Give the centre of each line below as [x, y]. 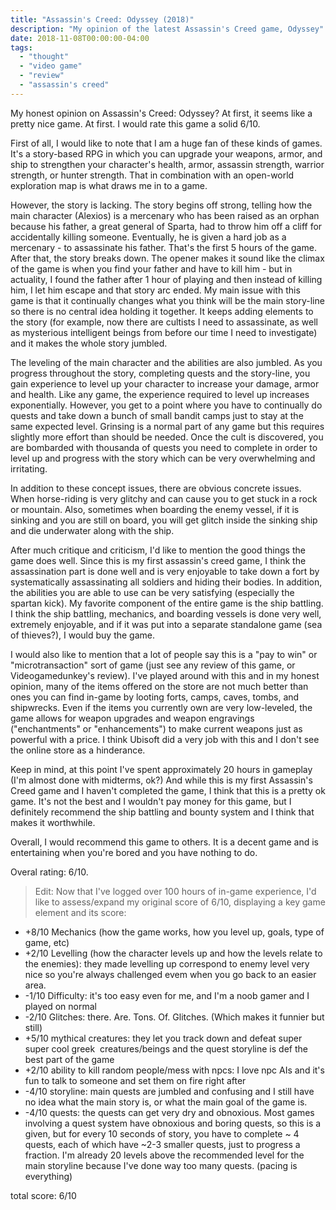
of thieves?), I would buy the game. [83, 635]
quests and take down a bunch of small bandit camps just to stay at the [157, 415]
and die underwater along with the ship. [92, 530]
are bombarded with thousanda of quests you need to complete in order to [164, 447]
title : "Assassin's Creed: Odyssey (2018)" [102, 19]
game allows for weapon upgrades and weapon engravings [132, 718]
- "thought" [44, 57]
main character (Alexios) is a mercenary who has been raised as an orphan [165, 215]
